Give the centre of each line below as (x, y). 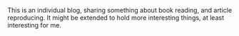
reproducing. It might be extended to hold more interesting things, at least (116, 18)
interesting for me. (35, 25)
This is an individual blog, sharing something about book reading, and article (120, 10)
